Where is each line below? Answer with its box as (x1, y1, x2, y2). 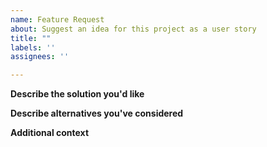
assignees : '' (10, 52, 70, 62)
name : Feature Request (10, 14, 105, 25)
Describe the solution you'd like (10, 88, 145, 100)
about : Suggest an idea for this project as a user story (10, 24, 257, 34)
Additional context (10, 127, 90, 139)
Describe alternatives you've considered (10, 107, 184, 120)
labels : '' (10, 42, 56, 53)
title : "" (10, 33, 52, 43)
